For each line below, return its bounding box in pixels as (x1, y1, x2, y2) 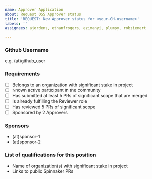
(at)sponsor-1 (12, 134, 40, 140)
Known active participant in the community (12, 87, 101, 93)
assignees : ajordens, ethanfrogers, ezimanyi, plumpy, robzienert (5, 26, 146, 31)
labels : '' (5, 21, 28, 26)
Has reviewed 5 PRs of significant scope (12, 104, 96, 110)
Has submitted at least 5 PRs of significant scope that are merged (12, 92, 148, 98)
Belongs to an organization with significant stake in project (12, 82, 133, 88)
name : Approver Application (5, 7, 64, 12)
